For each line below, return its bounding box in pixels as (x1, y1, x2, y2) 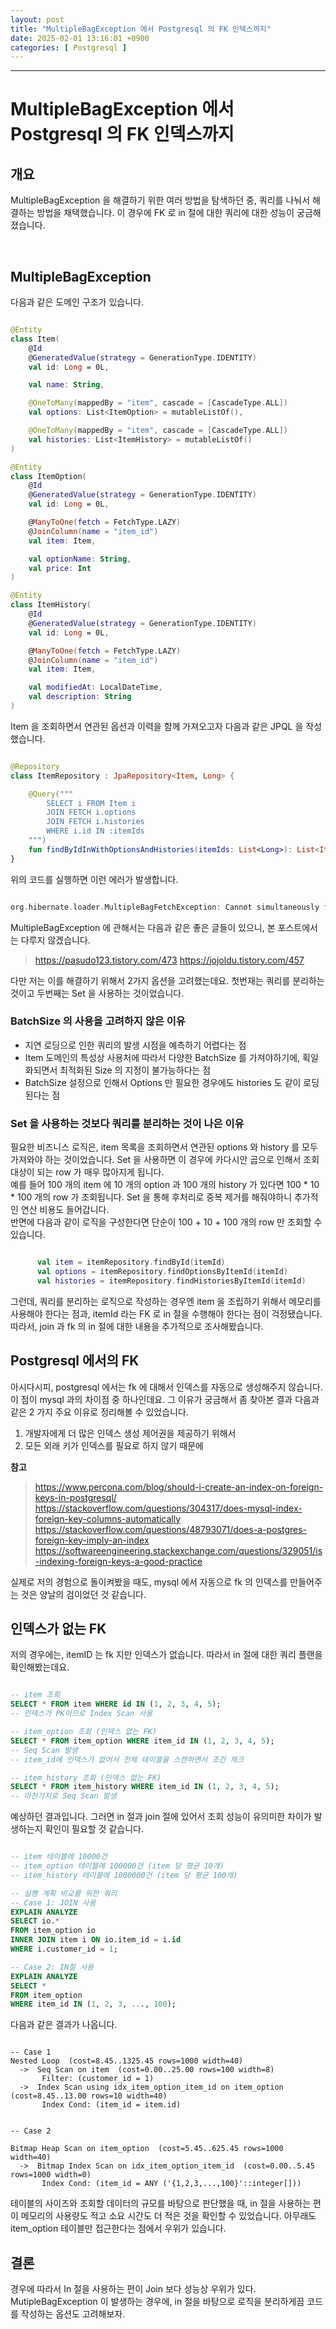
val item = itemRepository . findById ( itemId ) (36, 1257, 226, 1268)
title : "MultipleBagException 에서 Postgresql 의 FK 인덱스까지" (10, 24, 272, 34)
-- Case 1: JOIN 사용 (10, 1897, 97, 1908)
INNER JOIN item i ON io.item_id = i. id (10, 1935, 182, 1945)
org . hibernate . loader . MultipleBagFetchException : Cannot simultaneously (10, 902, 320, 912)
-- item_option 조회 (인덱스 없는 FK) (10, 1727, 158, 1737)
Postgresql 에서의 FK (10, 1352, 140, 1370)
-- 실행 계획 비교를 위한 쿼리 (10, 1888, 118, 1898)
